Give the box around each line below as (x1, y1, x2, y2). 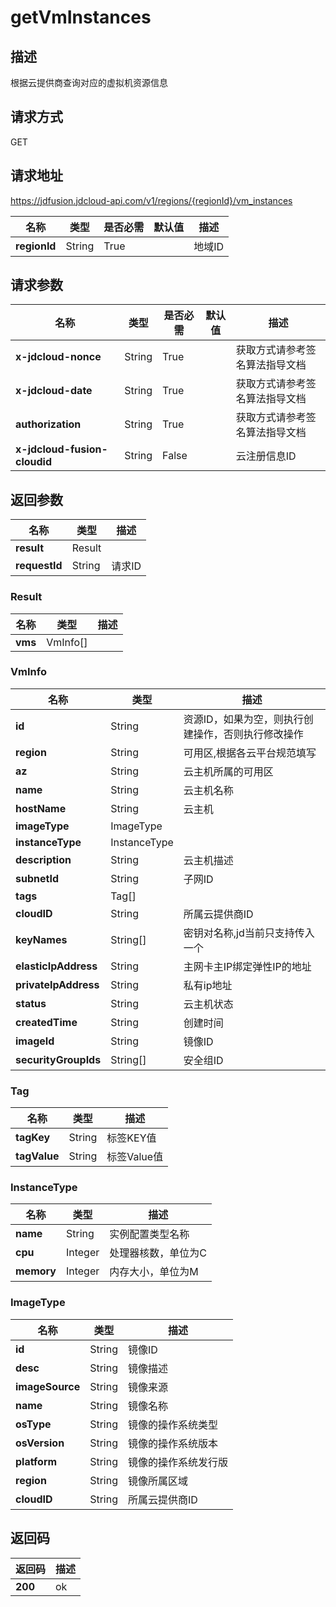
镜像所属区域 (128, 1474, 189, 1488)
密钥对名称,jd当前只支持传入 (183, 926, 315, 940)
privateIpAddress (15, 977, 100, 991)
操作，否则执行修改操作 (193, 727, 304, 741)
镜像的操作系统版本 (128, 1436, 219, 1450)
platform (15, 1454, 58, 1468)
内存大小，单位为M (109, 1265, 199, 1279)
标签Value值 (106, 1150, 164, 1164)
